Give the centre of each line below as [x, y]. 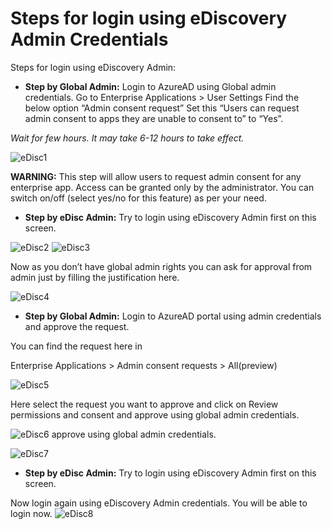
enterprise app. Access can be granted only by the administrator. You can [162, 187]
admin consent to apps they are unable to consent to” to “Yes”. [154, 118]
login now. [31, 513]
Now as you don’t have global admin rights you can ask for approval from [161, 266]
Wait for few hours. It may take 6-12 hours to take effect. [127, 138]
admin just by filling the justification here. [95, 277]
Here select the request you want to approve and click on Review [144, 404]
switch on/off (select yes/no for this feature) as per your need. [138, 198]
